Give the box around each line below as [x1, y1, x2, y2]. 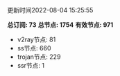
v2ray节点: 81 [17, 35, 56, 44]
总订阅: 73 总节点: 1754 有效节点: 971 [7, 21, 114, 29]
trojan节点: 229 [17, 53, 61, 61]
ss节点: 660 [17, 44, 51, 52]
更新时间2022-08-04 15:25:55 [7, 6, 94, 14]
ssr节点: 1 [17, 61, 45, 69]
